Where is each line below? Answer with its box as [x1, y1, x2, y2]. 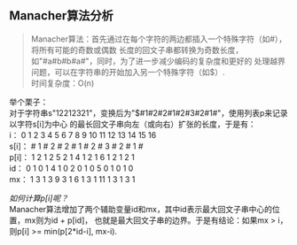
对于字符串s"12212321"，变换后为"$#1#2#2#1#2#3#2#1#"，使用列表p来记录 [9, 107, 288, 118]
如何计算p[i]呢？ [9, 193, 69, 203]
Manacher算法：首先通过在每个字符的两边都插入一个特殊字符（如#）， [30, 34, 287, 44]
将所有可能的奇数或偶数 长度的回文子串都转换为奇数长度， [30, 44, 244, 55]
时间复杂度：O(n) [30, 78, 95, 88]
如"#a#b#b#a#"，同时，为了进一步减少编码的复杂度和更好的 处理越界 [30, 56, 285, 66]
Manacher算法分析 [9, 8, 113, 24]
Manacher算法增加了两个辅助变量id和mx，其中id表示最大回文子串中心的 [9, 203, 273, 214]
